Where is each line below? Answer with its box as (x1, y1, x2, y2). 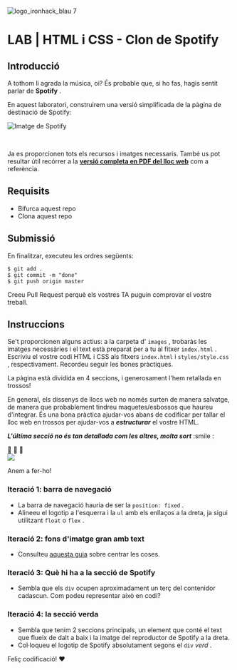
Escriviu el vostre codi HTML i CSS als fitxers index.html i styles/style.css (7, 352, 229, 361)
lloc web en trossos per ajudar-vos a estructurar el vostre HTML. (7, 418, 199, 427)
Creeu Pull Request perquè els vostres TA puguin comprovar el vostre (7, 290, 212, 299)
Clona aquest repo (17, 211, 73, 220)
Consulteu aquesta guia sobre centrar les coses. (17, 550, 160, 559)
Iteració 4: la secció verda (7, 609, 99, 619)
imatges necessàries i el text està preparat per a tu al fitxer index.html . (7, 345, 217, 353)
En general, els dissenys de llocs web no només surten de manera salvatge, (7, 395, 230, 404)
